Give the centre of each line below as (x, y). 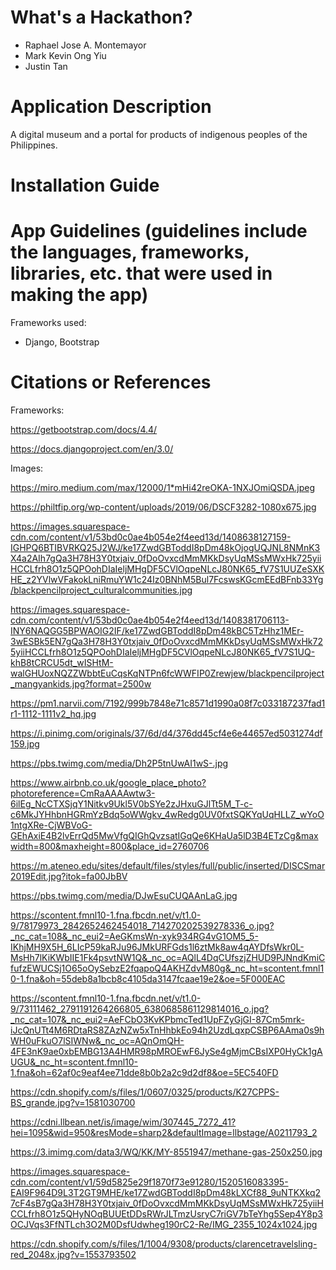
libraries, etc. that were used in (141, 273)
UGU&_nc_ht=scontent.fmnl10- (74, 1062)
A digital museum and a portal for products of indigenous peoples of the (159, 134)
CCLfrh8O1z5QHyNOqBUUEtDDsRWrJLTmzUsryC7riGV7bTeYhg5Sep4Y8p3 (166, 1213)
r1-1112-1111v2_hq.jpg (53, 713)
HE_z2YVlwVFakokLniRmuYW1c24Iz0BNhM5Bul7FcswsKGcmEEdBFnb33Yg (167, 579)
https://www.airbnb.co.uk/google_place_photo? (108, 782)
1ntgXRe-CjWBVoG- (51, 825)
